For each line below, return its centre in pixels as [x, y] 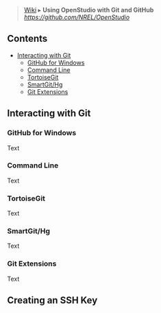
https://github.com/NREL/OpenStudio [77, 17]
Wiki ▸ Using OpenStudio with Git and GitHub [89, 10]
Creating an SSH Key [52, 300]
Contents [27, 39]
